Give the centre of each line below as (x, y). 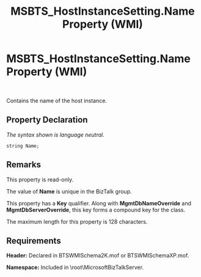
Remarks (24, 165)
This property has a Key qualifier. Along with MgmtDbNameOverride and (99, 203)
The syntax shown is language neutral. (56, 135)
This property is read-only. (40, 180)
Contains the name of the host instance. (57, 101)
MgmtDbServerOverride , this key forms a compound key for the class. (96, 210)
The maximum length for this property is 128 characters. (77, 221)
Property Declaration (47, 120)
